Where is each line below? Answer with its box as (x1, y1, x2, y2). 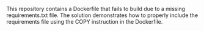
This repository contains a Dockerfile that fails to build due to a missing (6, 5, 185, 12)
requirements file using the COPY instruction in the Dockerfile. (6, 18, 163, 25)
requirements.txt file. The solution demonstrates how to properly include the (6, 12, 199, 19)
